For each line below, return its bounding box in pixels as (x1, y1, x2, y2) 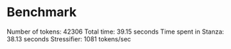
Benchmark (6, 4, 77, 20)
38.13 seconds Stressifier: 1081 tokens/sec (6, 34, 131, 43)
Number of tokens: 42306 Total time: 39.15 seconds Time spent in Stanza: (6, 27, 225, 36)
